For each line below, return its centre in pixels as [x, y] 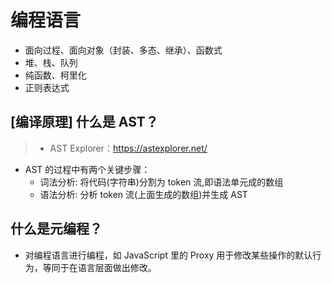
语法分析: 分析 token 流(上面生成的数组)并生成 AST [143, 194]
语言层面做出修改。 [117, 267]
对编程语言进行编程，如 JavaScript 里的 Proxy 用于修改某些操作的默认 [168, 255]
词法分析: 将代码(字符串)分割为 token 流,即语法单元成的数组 [161, 182]
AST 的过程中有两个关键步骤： [87, 169]
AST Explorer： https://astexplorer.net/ [128, 148]
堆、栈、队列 [51, 62]
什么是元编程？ [56, 229]
